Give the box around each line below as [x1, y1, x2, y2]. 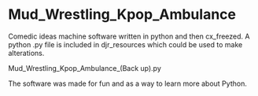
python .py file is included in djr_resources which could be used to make [8, 39, 243, 49]
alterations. [8, 48, 45, 57]
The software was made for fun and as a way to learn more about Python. [8, 79, 248, 88]
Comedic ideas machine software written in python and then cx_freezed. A [8, 31, 250, 41]
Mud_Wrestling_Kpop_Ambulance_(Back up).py [8, 63, 161, 72]
